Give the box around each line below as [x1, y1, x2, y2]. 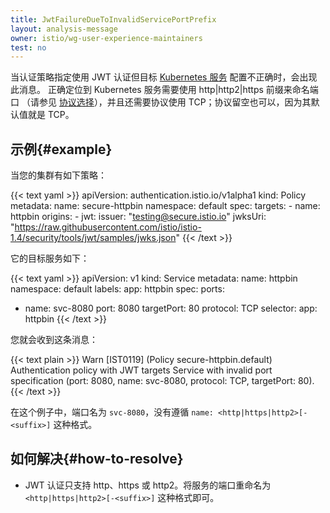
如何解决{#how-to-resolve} [10, 451, 184, 468]
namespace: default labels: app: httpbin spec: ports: [10, 283, 225, 295]
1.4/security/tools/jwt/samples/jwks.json [10, 232, 177, 244]
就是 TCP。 [27, 109, 75, 121]
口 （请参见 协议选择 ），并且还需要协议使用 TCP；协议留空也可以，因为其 [10, 96, 312, 108]
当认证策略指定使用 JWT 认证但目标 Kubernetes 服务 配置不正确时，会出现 [10, 71, 318, 83]
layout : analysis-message [10, 24, 118, 34]
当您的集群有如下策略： [10, 169, 107, 181]
